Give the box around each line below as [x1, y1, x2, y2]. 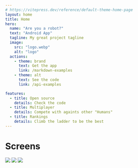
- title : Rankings [9, 114, 48, 119]
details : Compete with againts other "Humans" [14, 110, 113, 115]
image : [9, 40, 23, 45]
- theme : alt [14, 73, 41, 78]
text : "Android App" [9, 31, 52, 36]
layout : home [5, 12, 32, 17]
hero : [5, 21, 16, 27]
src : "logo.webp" [14, 45, 50, 50]
